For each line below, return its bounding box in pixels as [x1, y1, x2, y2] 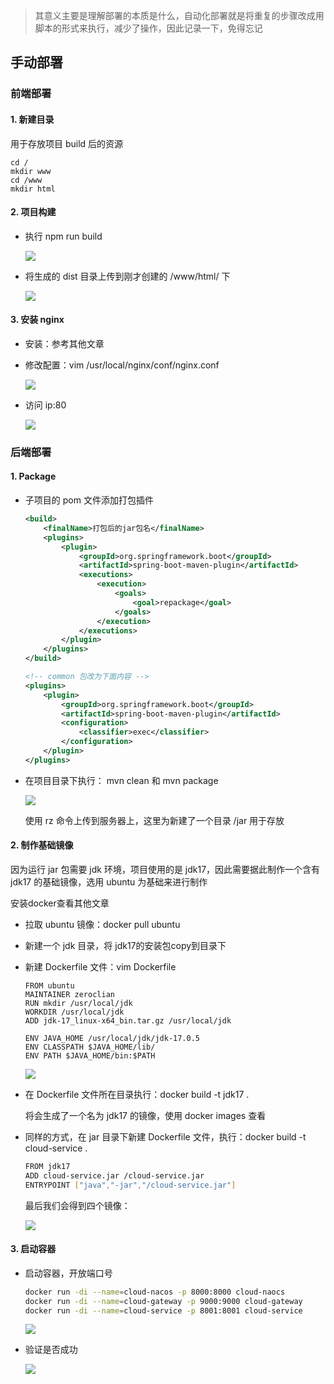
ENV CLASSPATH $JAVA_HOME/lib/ [24, 1042, 156, 1052]
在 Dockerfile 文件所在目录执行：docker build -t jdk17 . [24, 1089, 250, 1100]
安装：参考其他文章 [24, 337, 105, 349]
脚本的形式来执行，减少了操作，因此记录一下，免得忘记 [34, 22, 263, 34]
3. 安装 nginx [10, 314, 65, 326]
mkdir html [10, 184, 56, 194]
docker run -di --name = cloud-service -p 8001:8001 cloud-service [24, 1305, 303, 1316]
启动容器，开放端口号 [24, 1267, 113, 1279]
